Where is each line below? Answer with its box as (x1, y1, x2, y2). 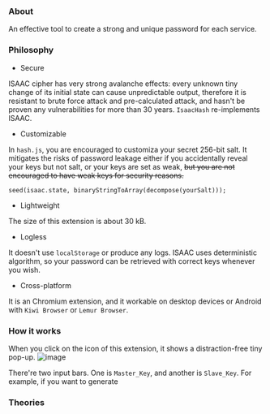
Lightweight (19, 201, 60, 210)
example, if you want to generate (8, 376, 119, 386)
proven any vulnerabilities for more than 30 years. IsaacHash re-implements (8, 104, 260, 114)
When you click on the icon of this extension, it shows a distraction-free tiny (8, 343, 263, 353)
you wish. (8, 265, 41, 274)
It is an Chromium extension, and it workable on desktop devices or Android (8, 296, 262, 306)
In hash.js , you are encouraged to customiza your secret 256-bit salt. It (8, 144, 247, 154)
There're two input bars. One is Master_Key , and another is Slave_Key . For (8, 368, 252, 377)
